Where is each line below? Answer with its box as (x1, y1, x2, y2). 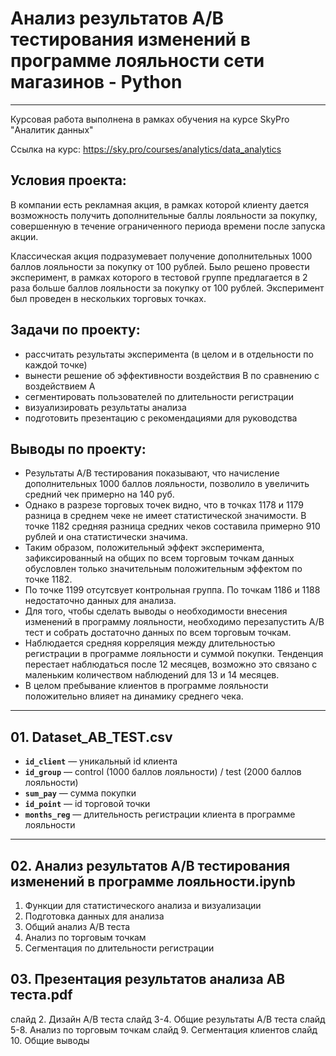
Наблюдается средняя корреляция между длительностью (24, 637, 276, 649)
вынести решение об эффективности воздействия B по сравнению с (24, 369, 320, 381)
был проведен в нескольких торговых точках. (10, 292, 207, 304)
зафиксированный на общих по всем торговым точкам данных (24, 552, 295, 564)
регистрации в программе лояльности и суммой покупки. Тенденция (24, 648, 324, 660)
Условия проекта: (10, 172, 127, 189)
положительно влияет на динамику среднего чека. (24, 690, 244, 702)
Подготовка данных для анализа (24, 910, 165, 922)
